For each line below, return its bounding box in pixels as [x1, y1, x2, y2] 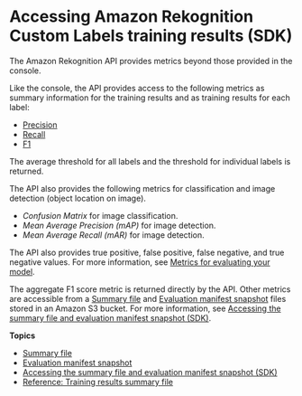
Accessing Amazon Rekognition [9, 6, 254, 27]
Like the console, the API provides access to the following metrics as [9, 82, 265, 93]
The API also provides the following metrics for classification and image [9, 183, 276, 193]
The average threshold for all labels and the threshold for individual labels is [9, 156, 291, 166]
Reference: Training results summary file [22, 376, 174, 387]
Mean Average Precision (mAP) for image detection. [22, 220, 216, 231]
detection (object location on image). [9, 193, 147, 203]
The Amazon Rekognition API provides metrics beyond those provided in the [9, 55, 293, 66]
